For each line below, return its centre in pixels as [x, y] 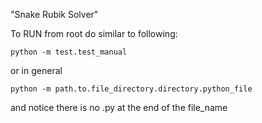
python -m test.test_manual [69, 52]
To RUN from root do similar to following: [94, 33]
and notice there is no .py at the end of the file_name [119, 107]
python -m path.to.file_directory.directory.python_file [131, 89]
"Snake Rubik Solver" [54, 14]
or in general [36, 70]
